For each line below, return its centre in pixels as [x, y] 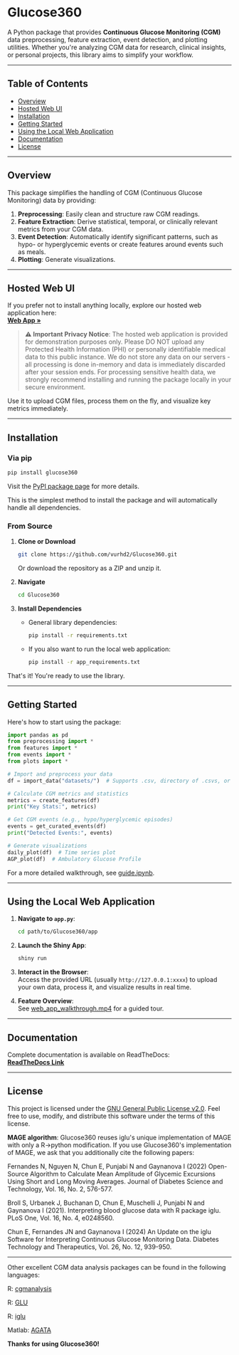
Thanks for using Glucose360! [53, 1344]
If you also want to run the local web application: [99, 649]
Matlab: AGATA [30, 1330]
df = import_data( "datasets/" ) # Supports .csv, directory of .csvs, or [119, 781]
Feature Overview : [46, 1001]
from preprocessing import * [51, 742]
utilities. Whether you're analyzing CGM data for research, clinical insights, [117, 47]
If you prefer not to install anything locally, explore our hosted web [105, 305]
